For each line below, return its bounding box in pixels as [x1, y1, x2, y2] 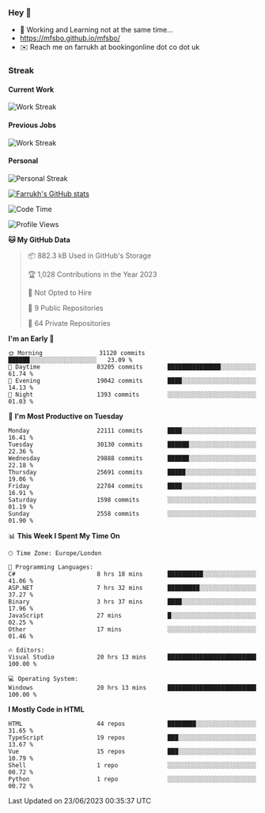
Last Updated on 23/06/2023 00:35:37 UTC [8, 796, 152, 805]
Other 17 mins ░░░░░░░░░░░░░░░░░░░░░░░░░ [8, 625, 257, 633]
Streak [8, 65, 34, 76]
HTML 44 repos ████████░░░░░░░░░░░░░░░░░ [8, 720, 257, 728]
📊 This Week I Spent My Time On [8, 531, 120, 540]
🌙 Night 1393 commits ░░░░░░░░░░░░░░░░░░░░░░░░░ [8, 391, 257, 399]
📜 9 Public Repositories [27, 303, 104, 312]
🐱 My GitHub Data [8, 235, 71, 244]
